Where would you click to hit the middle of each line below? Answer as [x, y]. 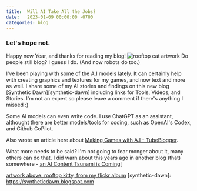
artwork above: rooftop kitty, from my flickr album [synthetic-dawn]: [89, 175]
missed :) [17, 105]
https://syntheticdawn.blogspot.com [50, 181]
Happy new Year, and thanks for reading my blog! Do [97, 56]
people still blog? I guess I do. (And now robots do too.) [73, 62]
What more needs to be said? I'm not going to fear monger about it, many [95, 151]
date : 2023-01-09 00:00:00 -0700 [50, 17]
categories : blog [27, 22]
